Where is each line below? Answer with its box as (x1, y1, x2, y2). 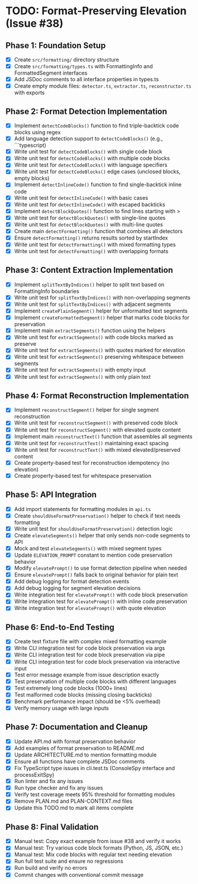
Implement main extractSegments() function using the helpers (14, 327, 165, 334)
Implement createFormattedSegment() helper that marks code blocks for (14, 314, 190, 321)
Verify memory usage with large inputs (14, 704, 109, 711)
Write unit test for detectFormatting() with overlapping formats (14, 248, 168, 254)
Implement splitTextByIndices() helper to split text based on (14, 280, 165, 288)
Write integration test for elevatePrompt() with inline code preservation (14, 598, 187, 605)
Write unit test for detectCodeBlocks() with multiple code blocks (14, 155, 170, 162)
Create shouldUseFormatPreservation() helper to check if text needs (14, 512, 181, 519)
